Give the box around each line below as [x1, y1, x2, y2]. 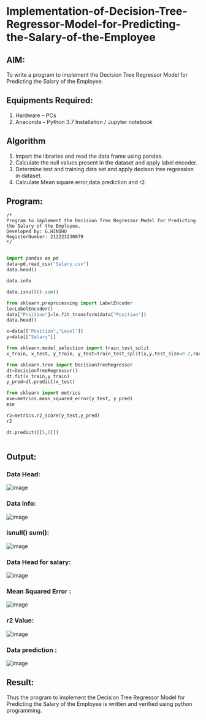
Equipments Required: [6, 95, 93, 106]
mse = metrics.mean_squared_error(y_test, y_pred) [6, 396, 133, 402]
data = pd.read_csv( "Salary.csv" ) [6, 261, 89, 268]
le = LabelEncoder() [6, 306, 53, 312]
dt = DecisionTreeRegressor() [6, 367, 78, 374]
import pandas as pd [6, 255, 59, 261]
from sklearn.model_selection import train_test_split [6, 345, 150, 351]
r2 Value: [6, 616, 34, 625]
